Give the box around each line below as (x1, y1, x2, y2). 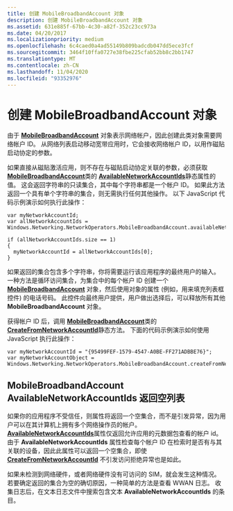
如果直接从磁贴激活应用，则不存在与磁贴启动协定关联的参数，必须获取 (7, 163, 208, 172)
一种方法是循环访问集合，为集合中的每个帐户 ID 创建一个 (7, 276, 169, 285)
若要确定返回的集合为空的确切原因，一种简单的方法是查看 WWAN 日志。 (7, 479, 214, 487)
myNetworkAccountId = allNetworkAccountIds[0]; (13, 248, 154, 256)
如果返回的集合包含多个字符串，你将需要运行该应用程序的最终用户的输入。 (7, 268, 220, 276)
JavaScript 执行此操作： (7, 334, 76, 343)
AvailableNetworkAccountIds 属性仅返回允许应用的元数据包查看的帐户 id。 (7, 429, 223, 438)
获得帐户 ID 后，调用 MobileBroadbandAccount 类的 (7, 317, 157, 325)
